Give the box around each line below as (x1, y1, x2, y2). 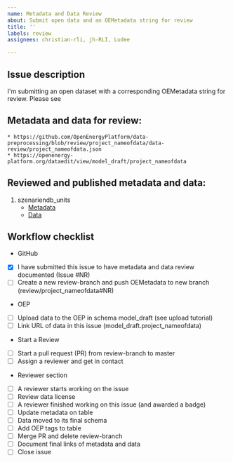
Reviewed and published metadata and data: (7, 177, 206, 189)
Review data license (17, 392, 76, 400)
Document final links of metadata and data (17, 440, 140, 449)
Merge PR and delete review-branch (17, 432, 123, 440)
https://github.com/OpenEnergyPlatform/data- (13, 133, 149, 140)
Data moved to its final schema (17, 416, 107, 424)
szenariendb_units (17, 196, 71, 204)
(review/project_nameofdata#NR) (17, 286, 114, 294)
